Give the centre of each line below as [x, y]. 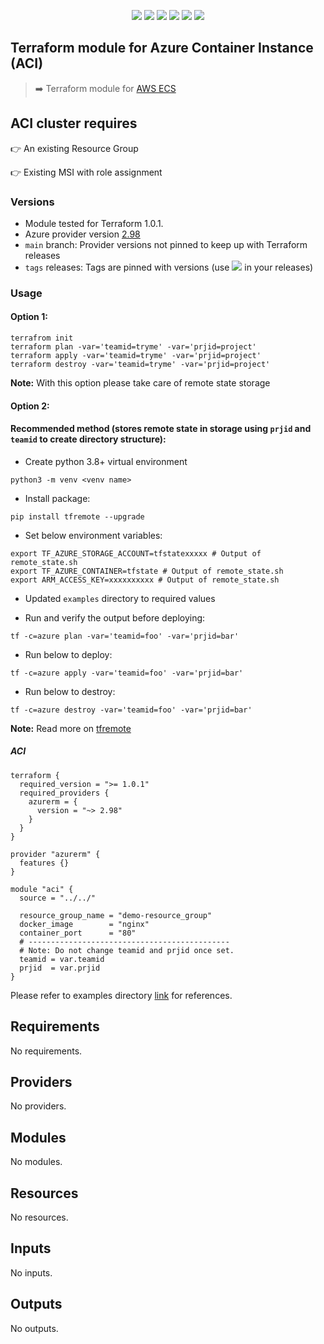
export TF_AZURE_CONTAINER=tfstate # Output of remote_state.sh [147, 571]
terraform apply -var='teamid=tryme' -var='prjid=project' [136, 356]
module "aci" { [42, 889]
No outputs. [34, 1328]
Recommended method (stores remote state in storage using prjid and [161, 429]
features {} [44, 863]
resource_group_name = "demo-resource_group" [116, 915]
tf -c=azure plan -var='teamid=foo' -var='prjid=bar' [125, 636]
